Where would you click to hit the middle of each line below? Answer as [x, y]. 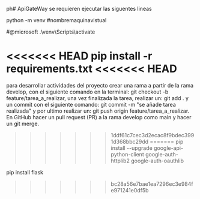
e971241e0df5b [130, 190]
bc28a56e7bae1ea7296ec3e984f [152, 184]
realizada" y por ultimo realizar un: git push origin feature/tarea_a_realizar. [98, 111]
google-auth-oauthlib [158, 161]
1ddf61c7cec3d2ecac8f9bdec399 [153, 135]
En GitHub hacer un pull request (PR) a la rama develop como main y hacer [99, 117]
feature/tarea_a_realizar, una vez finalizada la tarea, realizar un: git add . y [98, 98]
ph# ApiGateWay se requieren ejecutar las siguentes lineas [79, 9]
